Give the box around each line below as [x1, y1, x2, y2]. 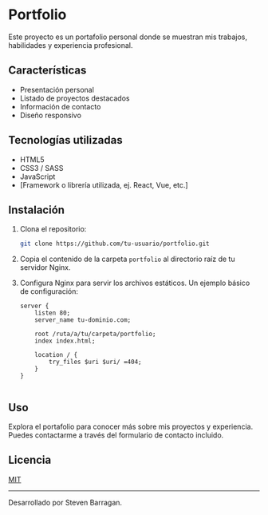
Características [8, 64, 87, 77]
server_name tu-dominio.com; [34, 316, 132, 324]
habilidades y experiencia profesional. [8, 40, 133, 50]
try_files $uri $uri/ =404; [49, 358, 142, 366]
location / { [34, 351, 78, 359]
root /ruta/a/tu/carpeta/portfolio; [34, 330, 156, 339]
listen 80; [34, 309, 71, 317]
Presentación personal [19, 85, 94, 94]
